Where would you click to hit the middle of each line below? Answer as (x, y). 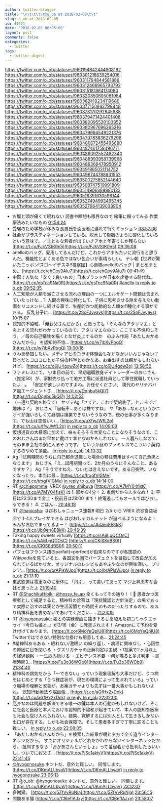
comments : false (22, 38)
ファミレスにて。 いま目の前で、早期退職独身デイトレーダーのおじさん (84, 372)
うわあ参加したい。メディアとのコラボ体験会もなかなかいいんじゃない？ (85, 354)
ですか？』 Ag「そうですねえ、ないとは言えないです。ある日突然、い (82, 469)
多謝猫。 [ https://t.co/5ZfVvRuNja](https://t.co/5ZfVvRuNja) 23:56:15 (82, 792)
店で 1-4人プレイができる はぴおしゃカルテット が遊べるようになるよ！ (84, 518)
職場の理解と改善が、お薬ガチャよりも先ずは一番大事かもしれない (83, 686)
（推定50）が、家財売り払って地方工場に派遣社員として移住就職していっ (86, 379)
